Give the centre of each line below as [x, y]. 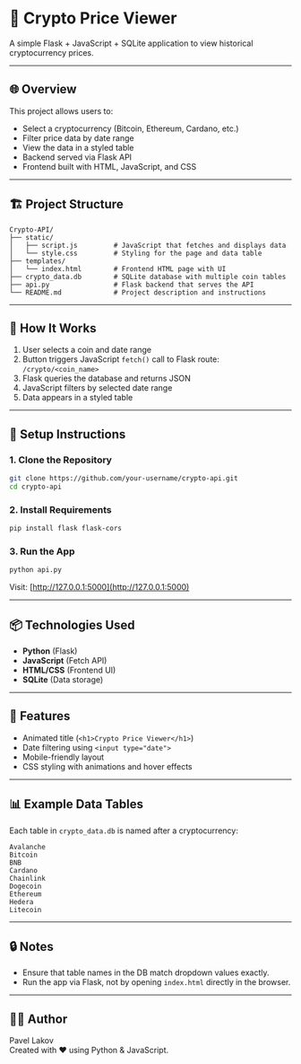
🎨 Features [40, 716]
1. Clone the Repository [60, 460]
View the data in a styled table [78, 147]
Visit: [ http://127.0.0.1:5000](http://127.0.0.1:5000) [99, 587]
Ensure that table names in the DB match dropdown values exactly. [146, 972]
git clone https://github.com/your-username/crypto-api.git [124, 479]
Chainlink [28, 878]
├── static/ [31, 237]
